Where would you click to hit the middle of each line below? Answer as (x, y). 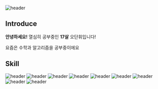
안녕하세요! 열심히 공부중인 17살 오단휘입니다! (51, 37)
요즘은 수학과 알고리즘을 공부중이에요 (42, 47)
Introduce (21, 24)
